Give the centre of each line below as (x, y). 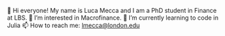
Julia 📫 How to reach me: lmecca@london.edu (74, 25)
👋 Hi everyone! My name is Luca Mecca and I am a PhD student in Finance (112, 11)
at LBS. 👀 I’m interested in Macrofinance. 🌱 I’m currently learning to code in (113, 18)
